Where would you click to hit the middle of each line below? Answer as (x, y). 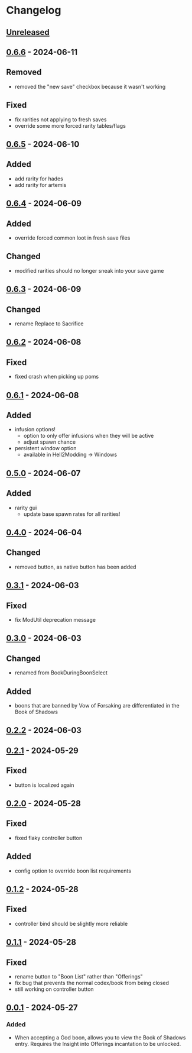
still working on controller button (54, 989)
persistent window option (45, 448)
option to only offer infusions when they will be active (89, 436)
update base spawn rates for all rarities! (72, 514)
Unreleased (28, 32)
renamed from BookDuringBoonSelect (61, 673)
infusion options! (35, 429)
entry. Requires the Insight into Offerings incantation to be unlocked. (98, 1044)
